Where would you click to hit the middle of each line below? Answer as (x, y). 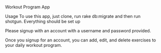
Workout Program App (28, 7)
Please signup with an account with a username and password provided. (78, 31)
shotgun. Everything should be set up (43, 21)
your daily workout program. (34, 45)
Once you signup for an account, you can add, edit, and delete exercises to (80, 40)
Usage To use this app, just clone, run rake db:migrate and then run (73, 16)
